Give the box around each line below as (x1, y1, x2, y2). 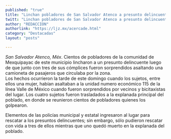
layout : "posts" (5, 36, 40, 41)
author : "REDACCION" (5, 21, 49, 27)
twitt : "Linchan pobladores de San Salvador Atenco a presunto (5, 17, 142, 22)
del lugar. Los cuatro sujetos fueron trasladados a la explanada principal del (5, 91, 164, 98)
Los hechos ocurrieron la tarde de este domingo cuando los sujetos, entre (5, 75, 160, 81)
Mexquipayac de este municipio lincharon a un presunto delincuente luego (5, 59, 162, 65)
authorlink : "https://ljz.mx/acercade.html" (5, 26, 101, 31)
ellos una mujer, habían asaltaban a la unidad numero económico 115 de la (5, 80, 160, 86)
